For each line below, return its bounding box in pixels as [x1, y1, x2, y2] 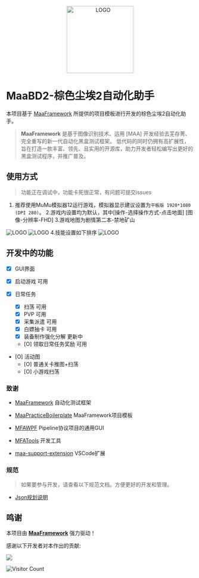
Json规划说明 [14, 493, 48, 500]
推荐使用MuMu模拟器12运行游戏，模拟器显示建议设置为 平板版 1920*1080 [14, 201, 191, 208]
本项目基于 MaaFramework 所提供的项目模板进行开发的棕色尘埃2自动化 [6, 110, 181, 117]
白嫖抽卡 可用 [23, 325, 57, 332]
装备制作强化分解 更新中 [23, 333, 83, 340]
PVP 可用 [23, 310, 46, 317]
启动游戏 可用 [14, 277, 48, 285]
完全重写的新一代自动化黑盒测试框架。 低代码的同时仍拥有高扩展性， [20, 137, 189, 144]
